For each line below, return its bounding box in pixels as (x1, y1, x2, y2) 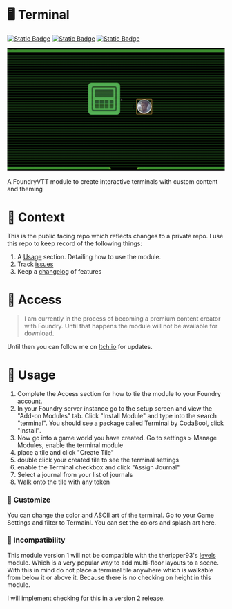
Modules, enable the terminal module (17, 441, 124, 449)
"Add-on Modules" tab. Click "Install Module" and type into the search (17, 412, 217, 420)
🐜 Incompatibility (7, 535, 66, 545)
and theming (7, 185, 43, 194)
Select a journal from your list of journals (17, 471, 133, 479)
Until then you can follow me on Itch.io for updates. (7, 343, 153, 351)
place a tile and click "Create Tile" (17, 449, 114, 457)
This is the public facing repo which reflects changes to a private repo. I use (7, 232, 224, 241)
